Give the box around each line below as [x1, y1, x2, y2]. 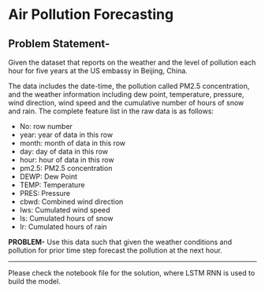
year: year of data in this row [19, 130, 113, 139]
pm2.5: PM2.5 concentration [19, 164, 113, 172]
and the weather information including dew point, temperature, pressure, [8, 90, 244, 99]
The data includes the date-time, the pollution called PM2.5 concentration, [8, 81, 250, 91]
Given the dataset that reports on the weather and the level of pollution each [8, 57, 256, 67]
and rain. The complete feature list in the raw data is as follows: [8, 106, 215, 116]
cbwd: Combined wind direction [19, 197, 124, 206]
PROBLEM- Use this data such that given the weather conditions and [8, 238, 233, 246]
